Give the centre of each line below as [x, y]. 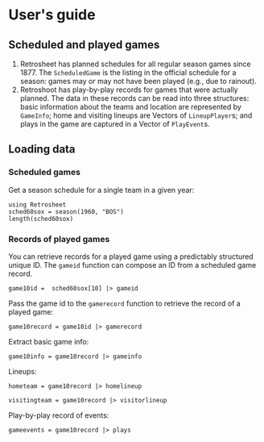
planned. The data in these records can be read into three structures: [134, 98]
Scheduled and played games [84, 45]
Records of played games [59, 239]
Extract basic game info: [49, 341]
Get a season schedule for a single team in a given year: [101, 190]
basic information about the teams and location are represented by [130, 107]
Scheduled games [44, 173]
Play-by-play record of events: [59, 415]
